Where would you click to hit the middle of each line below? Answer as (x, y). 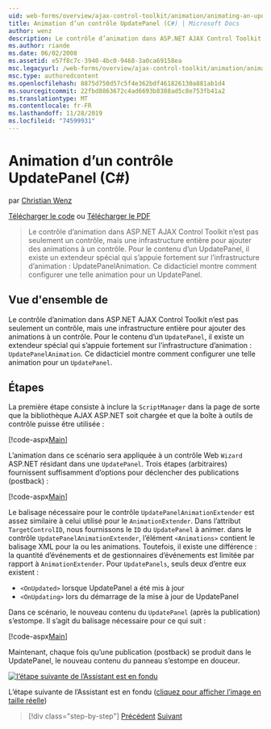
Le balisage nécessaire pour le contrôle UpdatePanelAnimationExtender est (131, 513)
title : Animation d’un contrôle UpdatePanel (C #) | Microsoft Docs (124, 23)
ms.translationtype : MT (48, 98)
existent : (23, 572)
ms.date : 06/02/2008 (43, 53)
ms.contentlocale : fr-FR (50, 106)
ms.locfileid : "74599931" (52, 121)
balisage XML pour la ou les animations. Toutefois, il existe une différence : (133, 547)
